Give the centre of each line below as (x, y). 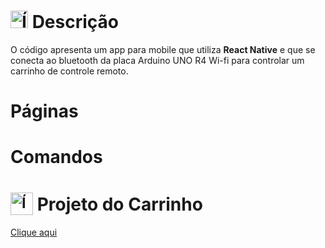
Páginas (44, 111)
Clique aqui (34, 232)
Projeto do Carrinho (119, 204)
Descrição (75, 22)
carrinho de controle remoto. (69, 71)
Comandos (56, 157)
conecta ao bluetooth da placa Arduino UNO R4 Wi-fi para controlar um (157, 60)
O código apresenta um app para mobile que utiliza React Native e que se (163, 49)
